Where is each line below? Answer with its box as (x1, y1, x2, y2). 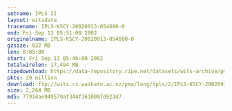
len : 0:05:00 (7, 49, 45, 56)
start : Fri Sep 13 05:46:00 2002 (7, 55, 104, 62)
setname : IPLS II (7, 10, 57, 17)
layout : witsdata (7, 17, 57, 23)
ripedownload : (7, 68, 48, 74)
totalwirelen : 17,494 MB (7, 61, 79, 68)
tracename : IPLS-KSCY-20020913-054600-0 (7, 23, 126, 30)
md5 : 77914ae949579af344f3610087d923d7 (7, 94, 122, 101)
